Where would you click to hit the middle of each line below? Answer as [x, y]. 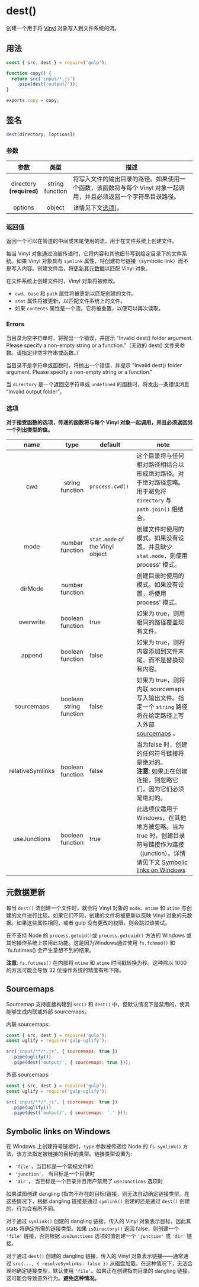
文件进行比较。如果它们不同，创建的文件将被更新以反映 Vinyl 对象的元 [102, 915]
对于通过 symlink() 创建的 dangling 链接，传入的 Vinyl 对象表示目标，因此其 [99, 1221]
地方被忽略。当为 [161, 826]
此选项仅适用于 [158, 808]
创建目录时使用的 [161, 576]
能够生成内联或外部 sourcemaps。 [48, 1012]
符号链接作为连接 [161, 844]
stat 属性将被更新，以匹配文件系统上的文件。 [70, 301]
